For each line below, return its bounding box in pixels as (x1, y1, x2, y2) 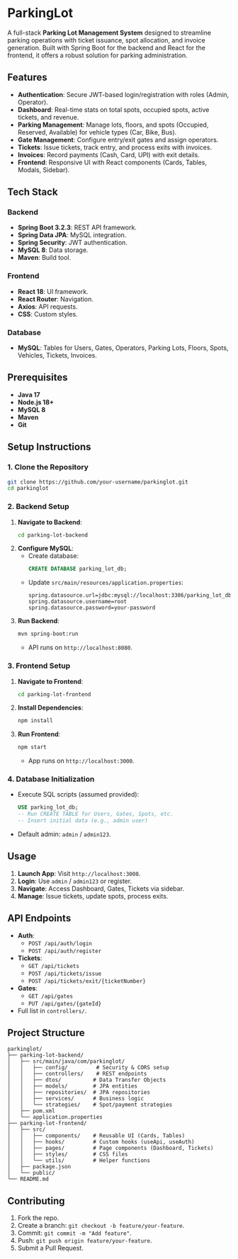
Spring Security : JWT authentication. (17, 239, 127, 247)
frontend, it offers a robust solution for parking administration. (7, 51, 188, 59)
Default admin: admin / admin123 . (17, 830, 111, 838)
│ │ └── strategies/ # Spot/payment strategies (7, 1101, 173, 1109)
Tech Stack (7, 186, 58, 198)
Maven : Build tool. (17, 253, 72, 262)
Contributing (7, 1195, 65, 1207)
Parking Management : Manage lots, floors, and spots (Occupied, (17, 120, 209, 129)
